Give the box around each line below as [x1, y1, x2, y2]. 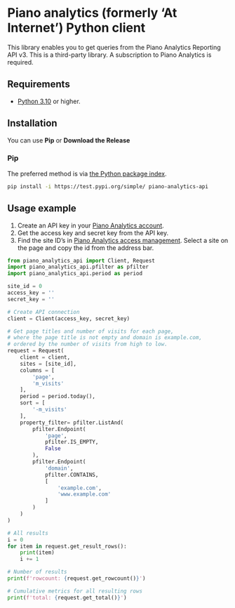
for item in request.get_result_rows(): [7, 543, 128, 550]
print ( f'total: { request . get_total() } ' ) [7, 594, 128, 601]
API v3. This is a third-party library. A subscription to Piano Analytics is [7, 51, 212, 59]
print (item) [20, 549, 55, 556]
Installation [7, 117, 58, 129]
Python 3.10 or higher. [17, 97, 81, 105]
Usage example [7, 202, 77, 215]
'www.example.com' [57, 491, 112, 498]
